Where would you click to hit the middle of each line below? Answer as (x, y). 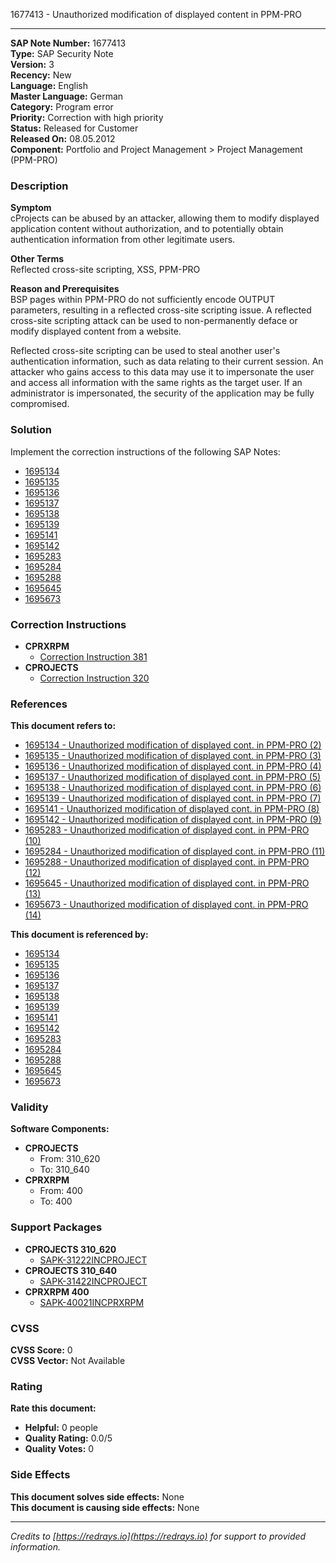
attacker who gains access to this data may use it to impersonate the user (162, 372)
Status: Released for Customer (74, 128)
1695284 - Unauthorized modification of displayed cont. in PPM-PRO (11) (175, 851)
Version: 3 (32, 64)
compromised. (40, 404)
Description (39, 186)
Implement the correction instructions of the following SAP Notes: (145, 451)
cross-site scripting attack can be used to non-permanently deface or (154, 321)
